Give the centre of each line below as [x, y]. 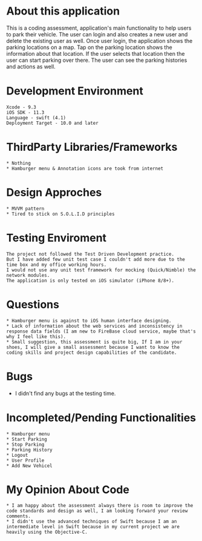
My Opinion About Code [68, 490]
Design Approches [54, 193]
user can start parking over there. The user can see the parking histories [97, 60]
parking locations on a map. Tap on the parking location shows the [89, 47]
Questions [33, 304]
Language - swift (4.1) [36, 118]
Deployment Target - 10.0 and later [52, 123]
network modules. [28, 275]
